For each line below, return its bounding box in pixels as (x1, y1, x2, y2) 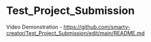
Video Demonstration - (6, 23, 63, 30)
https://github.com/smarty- (63, 23, 130, 30)
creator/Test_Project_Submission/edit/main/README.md (6, 29, 145, 36)
